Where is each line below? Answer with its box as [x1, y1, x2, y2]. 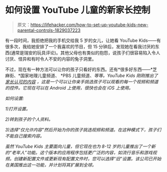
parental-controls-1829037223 [17, 27, 81, 33]
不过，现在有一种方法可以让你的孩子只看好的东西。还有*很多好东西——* [5, 66, 153, 72]
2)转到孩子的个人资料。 [5, 116, 53, 122]
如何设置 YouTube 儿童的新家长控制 [5, 4, 151, 16]
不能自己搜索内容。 [5, 133, 45, 138]
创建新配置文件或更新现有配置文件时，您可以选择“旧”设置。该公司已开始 [13, 156, 162, 162]
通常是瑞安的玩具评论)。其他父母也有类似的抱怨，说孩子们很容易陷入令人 [11, 50, 161, 56]
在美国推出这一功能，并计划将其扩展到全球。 [5, 162, 97, 168]
